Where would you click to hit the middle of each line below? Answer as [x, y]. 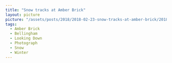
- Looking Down [26, 39]
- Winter [19, 52]
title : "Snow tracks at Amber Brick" [46, 10]
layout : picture [23, 15]
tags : [11, 24]
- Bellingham [24, 34]
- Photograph [24, 43]
